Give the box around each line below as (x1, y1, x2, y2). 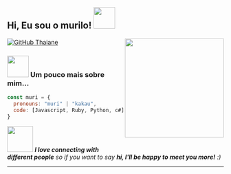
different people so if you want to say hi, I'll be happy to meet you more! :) (7, 153, 221, 161)
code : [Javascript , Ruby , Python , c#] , (13, 107, 128, 113)
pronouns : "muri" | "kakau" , (13, 100, 97, 107)
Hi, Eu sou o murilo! (7, 20, 92, 32)
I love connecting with (34, 145, 100, 153)
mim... (7, 78, 30, 88)
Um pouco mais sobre (30, 69, 105, 79)
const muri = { (7, 94, 51, 101)
